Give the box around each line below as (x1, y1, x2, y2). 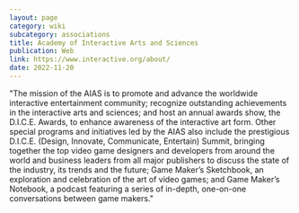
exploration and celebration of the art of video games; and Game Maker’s (9, 173, 280, 184)
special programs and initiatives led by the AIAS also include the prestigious (9, 126, 290, 137)
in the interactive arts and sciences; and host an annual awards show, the (9, 107, 281, 118)
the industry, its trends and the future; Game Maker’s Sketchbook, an (9, 164, 265, 175)
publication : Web (9, 47, 75, 56)
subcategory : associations (9, 30, 110, 39)
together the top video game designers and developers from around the (9, 145, 276, 155)
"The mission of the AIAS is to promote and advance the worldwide (9, 87, 259, 99)
